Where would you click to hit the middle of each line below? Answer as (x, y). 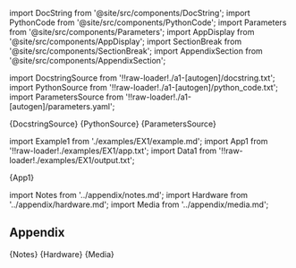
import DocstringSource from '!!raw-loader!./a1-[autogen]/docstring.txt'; (142, 78)
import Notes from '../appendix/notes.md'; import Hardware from (129, 195)
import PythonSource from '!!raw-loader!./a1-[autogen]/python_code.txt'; (144, 87)
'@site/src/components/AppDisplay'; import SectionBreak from (126, 41)
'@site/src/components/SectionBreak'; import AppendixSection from (136, 51)
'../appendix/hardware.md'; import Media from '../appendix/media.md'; (139, 204)
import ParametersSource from (66, 97)
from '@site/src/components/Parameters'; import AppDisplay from (132, 32)
